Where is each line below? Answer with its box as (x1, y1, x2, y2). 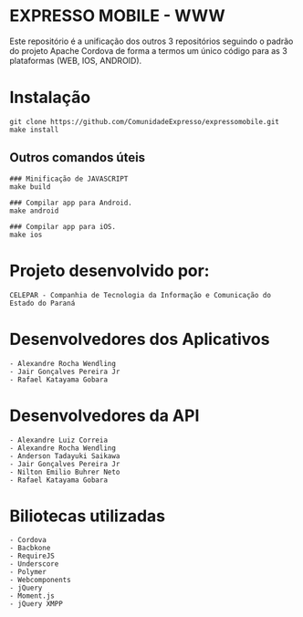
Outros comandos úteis (9, 150, 146, 165)
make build (9, 182, 51, 192)
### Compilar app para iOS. (9, 222, 117, 231)
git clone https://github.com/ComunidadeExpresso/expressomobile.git (9, 117, 280, 126)
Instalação (9, 88, 91, 108)
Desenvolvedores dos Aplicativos (9, 329, 270, 350)
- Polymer (9, 568, 47, 577)
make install (9, 125, 59, 134)
